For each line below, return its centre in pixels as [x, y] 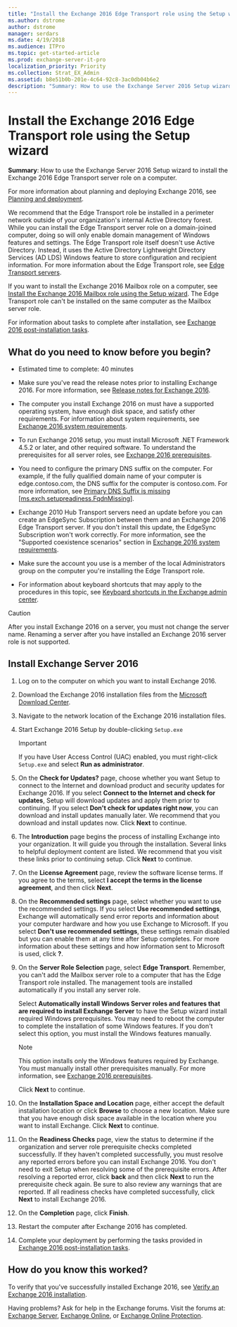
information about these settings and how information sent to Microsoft [121, 946]
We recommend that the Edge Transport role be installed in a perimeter [111, 213]
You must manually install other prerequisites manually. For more [112, 1068]
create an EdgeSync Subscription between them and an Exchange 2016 [122, 520]
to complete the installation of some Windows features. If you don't [115, 1026]
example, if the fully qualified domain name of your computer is [110, 476]
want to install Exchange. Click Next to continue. [88, 1125]
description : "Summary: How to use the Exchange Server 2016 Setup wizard [120, 86]
